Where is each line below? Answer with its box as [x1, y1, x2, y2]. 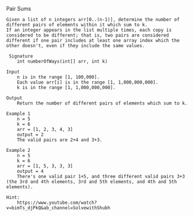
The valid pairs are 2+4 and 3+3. [17, 137, 102, 143]
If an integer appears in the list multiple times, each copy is [6, 27, 172, 33]
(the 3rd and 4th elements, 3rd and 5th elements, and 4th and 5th [6, 179, 178, 185]
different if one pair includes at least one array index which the [6, 38, 180, 44]
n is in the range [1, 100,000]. [17, 74, 100, 80]
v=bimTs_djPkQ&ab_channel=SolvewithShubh [6, 205, 111, 211]
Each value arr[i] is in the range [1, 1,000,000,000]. [17, 80, 159, 85]
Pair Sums [6, 5, 32, 12]
